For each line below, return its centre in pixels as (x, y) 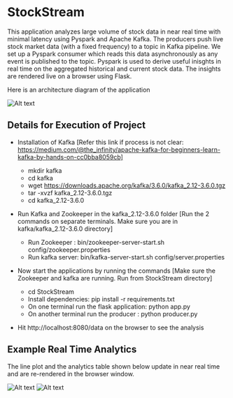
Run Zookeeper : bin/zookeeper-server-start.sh (96, 242)
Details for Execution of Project (76, 126)
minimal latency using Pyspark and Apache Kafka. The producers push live (115, 38)
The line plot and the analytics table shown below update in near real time (114, 366)
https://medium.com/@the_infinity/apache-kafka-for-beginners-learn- (119, 149)
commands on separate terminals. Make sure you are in (98, 221)
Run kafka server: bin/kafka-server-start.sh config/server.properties (126, 257)
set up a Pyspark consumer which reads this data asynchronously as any (113, 54)
